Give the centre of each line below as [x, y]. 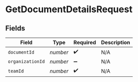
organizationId [26, 61]
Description [115, 43]
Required [85, 43]
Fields [15, 28]
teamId [16, 71]
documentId [21, 52]
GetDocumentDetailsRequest [69, 9]
